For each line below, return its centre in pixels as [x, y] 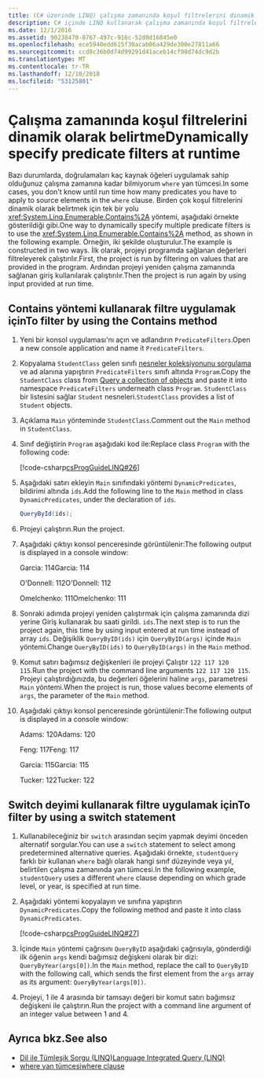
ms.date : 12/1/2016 [40, 30]
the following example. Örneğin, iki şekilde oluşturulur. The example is [120, 242]
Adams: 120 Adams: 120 [57, 734]
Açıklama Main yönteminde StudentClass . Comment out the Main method [135, 421]
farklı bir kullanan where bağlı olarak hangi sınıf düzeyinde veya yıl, [126, 861]
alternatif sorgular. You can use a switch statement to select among [127, 844]
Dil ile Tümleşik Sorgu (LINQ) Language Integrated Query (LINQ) [122, 1058]
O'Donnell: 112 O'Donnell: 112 [65, 583]
